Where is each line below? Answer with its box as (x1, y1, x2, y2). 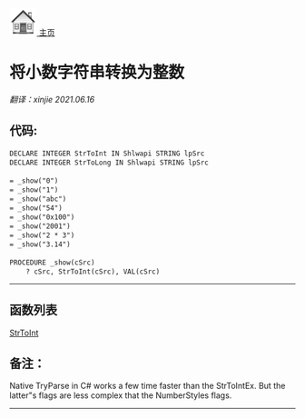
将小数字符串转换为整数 (9, 63, 185, 83)
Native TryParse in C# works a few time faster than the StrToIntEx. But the (9, 381, 286, 392)
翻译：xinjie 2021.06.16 (9, 94, 95, 104)
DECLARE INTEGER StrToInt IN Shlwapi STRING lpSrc (9, 149, 205, 158)
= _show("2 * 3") (9, 231, 75, 240)
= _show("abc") (9, 194, 67, 204)
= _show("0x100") (9, 213, 75, 222)
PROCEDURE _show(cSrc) (9, 258, 95, 267)
